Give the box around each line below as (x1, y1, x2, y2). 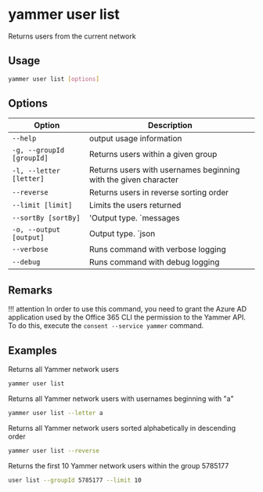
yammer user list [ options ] (8, 75, 100, 83)
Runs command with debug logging (88, 257, 220, 268)
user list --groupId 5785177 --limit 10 (8, 476, 142, 484)
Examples (8, 344, 57, 357)
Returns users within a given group (88, 149, 218, 160)
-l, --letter (12, 166, 61, 176)
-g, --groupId (12, 146, 65, 155)
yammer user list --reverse (8, 446, 100, 454)
